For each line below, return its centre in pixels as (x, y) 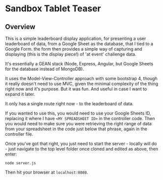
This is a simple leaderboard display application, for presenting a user (76, 38)
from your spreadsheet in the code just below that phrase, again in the (76, 129)
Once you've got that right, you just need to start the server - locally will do (81, 144)
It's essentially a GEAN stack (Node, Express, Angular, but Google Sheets (79, 64)
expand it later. (20, 94)
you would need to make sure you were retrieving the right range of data (79, 124)
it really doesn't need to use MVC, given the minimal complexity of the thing (82, 84)
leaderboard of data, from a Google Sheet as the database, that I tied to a (79, 44)
